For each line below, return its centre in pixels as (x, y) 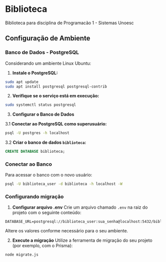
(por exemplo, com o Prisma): (42, 246)
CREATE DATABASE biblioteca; (35, 152)
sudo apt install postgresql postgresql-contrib (56, 87)
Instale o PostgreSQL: (35, 73)
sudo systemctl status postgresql (41, 105)
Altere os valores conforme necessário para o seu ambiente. (67, 231)
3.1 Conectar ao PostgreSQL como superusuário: (56, 124)
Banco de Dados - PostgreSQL (42, 52)
